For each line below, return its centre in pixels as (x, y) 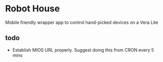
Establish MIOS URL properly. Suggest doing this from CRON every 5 (83, 50)
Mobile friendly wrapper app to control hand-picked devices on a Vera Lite (82, 22)
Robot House (32, 9)
